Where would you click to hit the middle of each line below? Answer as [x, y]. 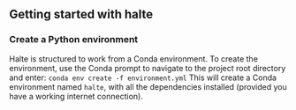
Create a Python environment [74, 40]
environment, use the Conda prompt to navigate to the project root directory [148, 68]
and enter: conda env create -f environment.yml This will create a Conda [143, 77]
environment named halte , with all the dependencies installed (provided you [148, 86]
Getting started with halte [81, 15]
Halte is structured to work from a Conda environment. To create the [134, 59]
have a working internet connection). [76, 96]
